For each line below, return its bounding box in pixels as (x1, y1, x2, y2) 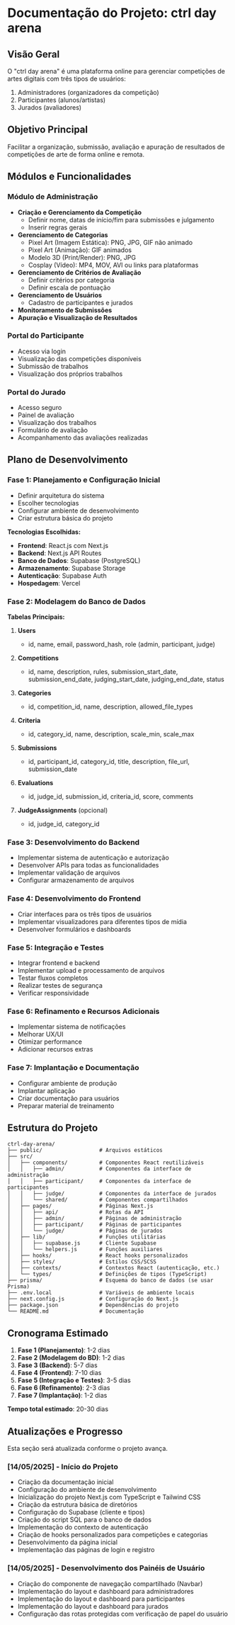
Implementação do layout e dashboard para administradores (17, 1587, 194, 1595)
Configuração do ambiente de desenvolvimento (17, 1486, 157, 1494)
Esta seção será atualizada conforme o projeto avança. (7, 1444, 168, 1452)
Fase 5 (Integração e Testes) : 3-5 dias (17, 1376, 131, 1385)
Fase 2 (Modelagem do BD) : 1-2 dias (17, 1354, 125, 1362)
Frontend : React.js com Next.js (17, 541, 108, 549)
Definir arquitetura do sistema (17, 491, 105, 500)
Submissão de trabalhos (17, 362, 88, 370)
